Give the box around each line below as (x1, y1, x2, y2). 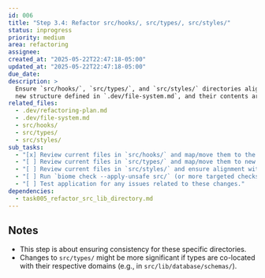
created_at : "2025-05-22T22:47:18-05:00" (8, 56, 147, 64)
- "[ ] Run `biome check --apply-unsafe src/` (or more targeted (15, 172, 235, 181)
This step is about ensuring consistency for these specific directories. (19, 245, 247, 254)
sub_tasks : (8, 143, 44, 151)
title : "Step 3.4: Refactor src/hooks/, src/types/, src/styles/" (8, 19, 231, 27)
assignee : (8, 48, 41, 56)
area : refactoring (8, 41, 69, 49)
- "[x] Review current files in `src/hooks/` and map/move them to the (15, 150, 256, 158)
